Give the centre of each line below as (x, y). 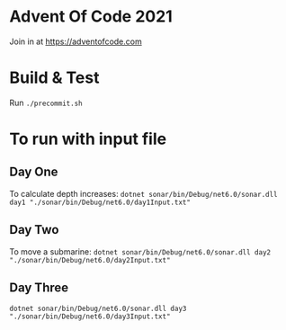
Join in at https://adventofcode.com (76, 41)
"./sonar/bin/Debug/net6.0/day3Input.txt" (90, 317)
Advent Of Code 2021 (91, 17)
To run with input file (88, 139)
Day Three (39, 288)
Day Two (34, 230)
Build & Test (54, 78)
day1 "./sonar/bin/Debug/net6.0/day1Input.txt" (100, 202)
